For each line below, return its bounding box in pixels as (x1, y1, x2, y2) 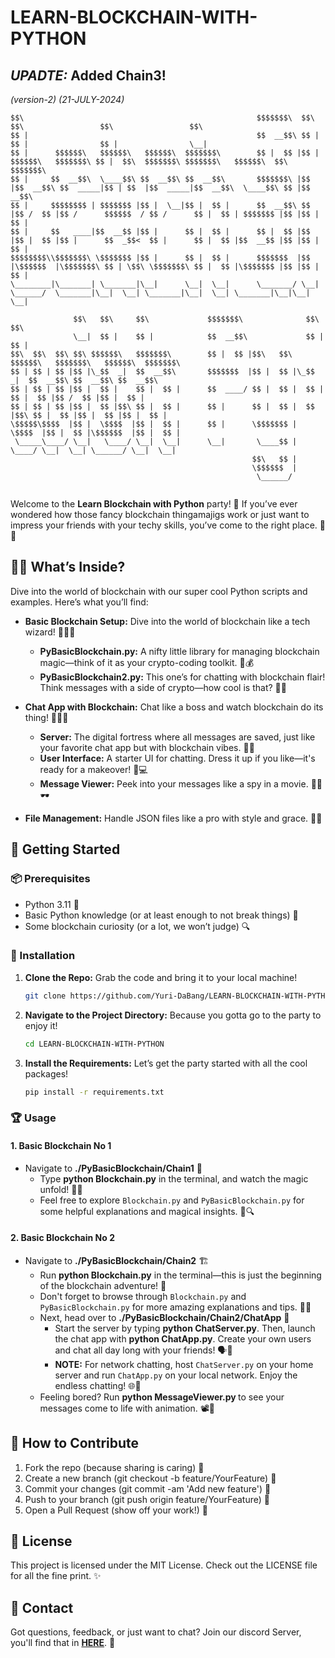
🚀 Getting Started (10, 841, 121, 858)
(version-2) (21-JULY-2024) (10, 94, 125, 105)
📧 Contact (10, 1599, 74, 1616)
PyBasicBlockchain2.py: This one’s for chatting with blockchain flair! (39, 671, 326, 683)
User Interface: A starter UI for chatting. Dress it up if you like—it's (39, 752, 316, 764)
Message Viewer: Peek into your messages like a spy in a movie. (39, 777, 309, 790)
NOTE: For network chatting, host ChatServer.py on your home (54, 1358, 314, 1370)
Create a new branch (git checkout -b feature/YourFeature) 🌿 (24, 1472, 277, 1484)
